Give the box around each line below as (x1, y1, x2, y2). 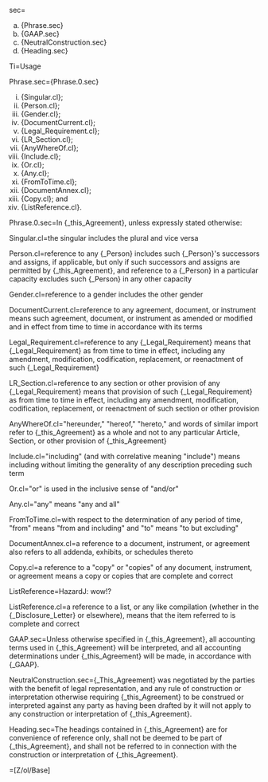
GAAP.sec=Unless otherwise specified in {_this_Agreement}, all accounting (9, 635, 255, 643)
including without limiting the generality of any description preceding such (9, 460, 253, 470)
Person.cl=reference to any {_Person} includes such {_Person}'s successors (9, 249, 260, 258)
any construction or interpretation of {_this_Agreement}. (9, 709, 192, 718)
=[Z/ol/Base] (9, 765, 51, 775)
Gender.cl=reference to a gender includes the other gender (9, 289, 204, 299)
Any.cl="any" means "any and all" (9, 500, 120, 509)
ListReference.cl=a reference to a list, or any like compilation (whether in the (9, 602, 259, 611)
